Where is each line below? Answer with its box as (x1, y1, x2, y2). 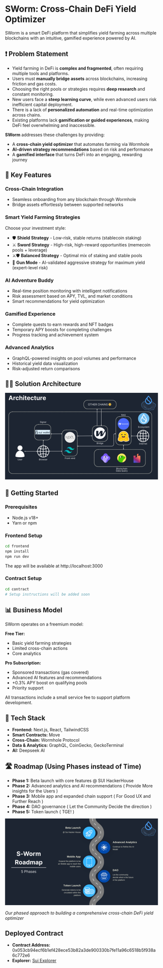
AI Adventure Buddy (5, 277, 54, 283)
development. (5, 700, 33, 706)
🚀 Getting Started (5, 489, 59, 497)
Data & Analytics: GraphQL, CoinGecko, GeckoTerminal (12, 743, 124, 748)
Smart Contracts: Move (12, 732, 60, 738)
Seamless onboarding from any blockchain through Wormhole (12, 197, 136, 202)
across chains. (12, 112, 42, 118)
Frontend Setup (5, 532, 43, 539)
